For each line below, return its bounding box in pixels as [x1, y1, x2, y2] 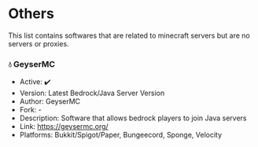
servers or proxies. [8, 39, 69, 48]
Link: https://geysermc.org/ [19, 122, 109, 131]
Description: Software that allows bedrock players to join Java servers [19, 113, 247, 123]
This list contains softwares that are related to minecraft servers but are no [8, 31, 250, 40]
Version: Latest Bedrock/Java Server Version [19, 88, 165, 98]
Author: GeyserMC [19, 97, 81, 106]
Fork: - [19, 105, 42, 115]
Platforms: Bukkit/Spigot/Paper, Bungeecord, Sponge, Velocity [19, 130, 223, 140]
